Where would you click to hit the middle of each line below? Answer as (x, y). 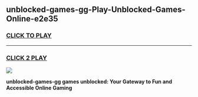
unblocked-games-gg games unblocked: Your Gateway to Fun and (89, 81)
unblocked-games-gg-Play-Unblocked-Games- (96, 10)
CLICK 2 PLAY (27, 58)
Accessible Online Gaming (39, 88)
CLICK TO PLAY (29, 36)
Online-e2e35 (32, 19)
